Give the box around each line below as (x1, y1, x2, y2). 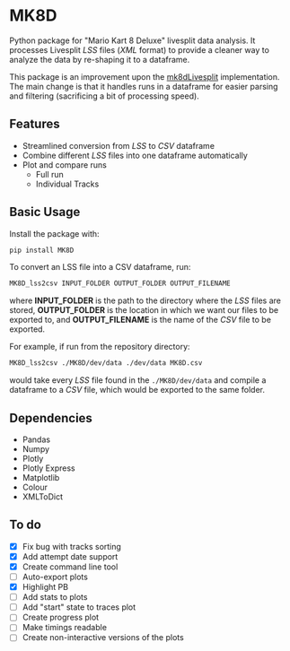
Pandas (22, 434, 51, 445)
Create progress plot (22, 612, 100, 623)
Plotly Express (22, 463, 75, 473)
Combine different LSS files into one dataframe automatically (22, 150, 249, 161)
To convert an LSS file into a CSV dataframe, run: (9, 262, 191, 273)
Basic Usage (9, 204, 81, 220)
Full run (35, 169, 65, 179)
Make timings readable (22, 622, 108, 633)
